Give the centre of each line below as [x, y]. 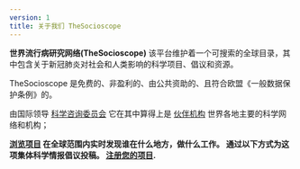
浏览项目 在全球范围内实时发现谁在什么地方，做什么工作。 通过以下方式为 [145, 144]
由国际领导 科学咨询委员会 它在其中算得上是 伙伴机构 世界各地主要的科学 [144, 113]
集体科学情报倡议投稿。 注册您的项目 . [86, 155]
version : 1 [30, 18]
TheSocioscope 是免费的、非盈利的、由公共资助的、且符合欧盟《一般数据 [146, 83]
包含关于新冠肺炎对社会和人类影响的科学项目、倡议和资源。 [127, 64]
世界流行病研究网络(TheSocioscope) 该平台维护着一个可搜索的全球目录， [146, 53]
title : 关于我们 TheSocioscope [65, 26]
